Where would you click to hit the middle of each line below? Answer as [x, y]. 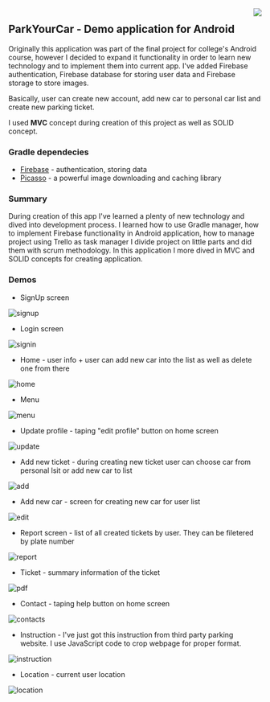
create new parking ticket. [51, 107]
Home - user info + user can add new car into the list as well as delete [136, 359]
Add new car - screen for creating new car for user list [110, 501]
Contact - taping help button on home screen [95, 603]
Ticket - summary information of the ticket [90, 572]
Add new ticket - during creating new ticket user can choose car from [135, 462]
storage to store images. [49, 83]
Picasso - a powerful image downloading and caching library [121, 178]
